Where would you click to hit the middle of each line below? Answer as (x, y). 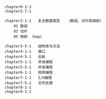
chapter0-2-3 (18, 7)
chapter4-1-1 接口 (25, 51)
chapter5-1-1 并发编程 (29, 62)
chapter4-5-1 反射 (25, 57)
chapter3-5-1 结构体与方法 (32, 47)
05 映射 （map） (29, 37)
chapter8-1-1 (18, 88)
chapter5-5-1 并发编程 (29, 67)
